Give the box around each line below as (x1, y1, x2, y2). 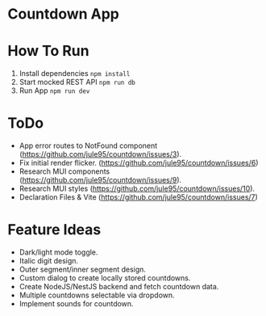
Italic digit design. (19, 256, 78, 265)
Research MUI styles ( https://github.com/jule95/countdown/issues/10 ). (19, 183, 256, 194)
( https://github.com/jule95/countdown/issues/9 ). (19, 175, 182, 185)
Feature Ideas (7, 221, 102, 239)
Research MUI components (19, 166, 110, 176)
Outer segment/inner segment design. (19, 264, 147, 274)
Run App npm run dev (19, 86, 90, 95)
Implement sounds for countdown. (19, 299, 134, 308)
